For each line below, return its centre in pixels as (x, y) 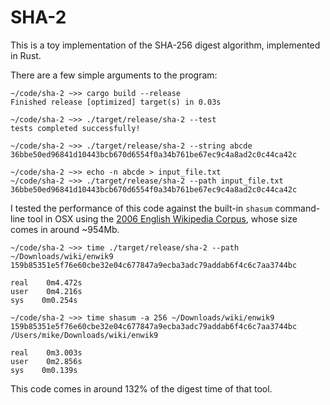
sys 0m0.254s (44, 300)
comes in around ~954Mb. (65, 229)
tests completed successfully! (75, 128)
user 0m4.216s (46, 291)
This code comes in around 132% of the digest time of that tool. (141, 388)
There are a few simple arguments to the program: (114, 75)
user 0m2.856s (46, 361)
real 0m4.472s (46, 282)
